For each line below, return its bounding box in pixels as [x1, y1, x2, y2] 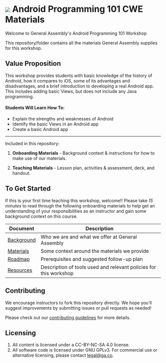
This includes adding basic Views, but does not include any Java [5, 88, 137, 94]
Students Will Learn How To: [5, 105, 65, 111]
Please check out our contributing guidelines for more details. [5, 315, 131, 321]
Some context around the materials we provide [40, 247, 149, 254]
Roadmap [7, 255, 30, 262]
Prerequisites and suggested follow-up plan [40, 255, 143, 262]
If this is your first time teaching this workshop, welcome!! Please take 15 [5, 198, 153, 203]
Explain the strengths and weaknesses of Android [12, 116, 114, 121]
